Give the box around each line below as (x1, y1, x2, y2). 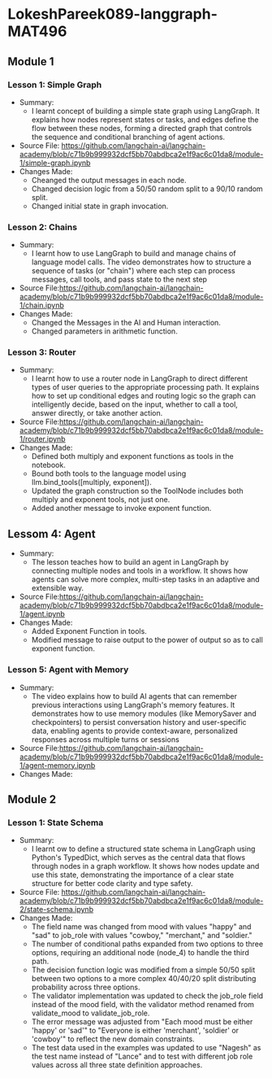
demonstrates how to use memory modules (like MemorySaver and (31, 709, 257, 718)
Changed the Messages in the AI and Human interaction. (31, 318, 221, 328)
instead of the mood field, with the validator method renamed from (31, 1000, 255, 1010)
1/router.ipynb (19, 434, 66, 444)
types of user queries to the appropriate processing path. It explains (31, 382, 260, 392)
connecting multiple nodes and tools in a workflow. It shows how (31, 566, 248, 576)
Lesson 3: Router (7, 347, 76, 358)
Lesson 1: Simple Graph (7, 79, 102, 90)
